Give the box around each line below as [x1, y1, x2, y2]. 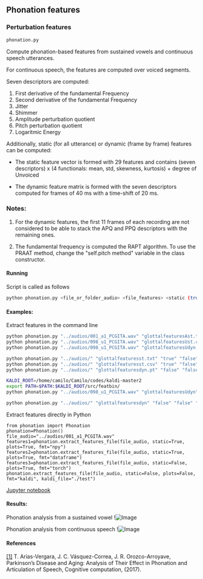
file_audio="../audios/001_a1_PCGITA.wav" [6, 433, 115, 439]
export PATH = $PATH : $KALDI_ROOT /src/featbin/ [6, 384, 120, 390]
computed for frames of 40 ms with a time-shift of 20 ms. [14, 189, 159, 197]
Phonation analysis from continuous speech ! [6, 526, 119, 533]
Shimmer [14, 109, 38, 116]
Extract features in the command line [6, 322, 98, 329]
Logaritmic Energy [14, 128, 61, 135]
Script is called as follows [6, 283, 70, 291]
